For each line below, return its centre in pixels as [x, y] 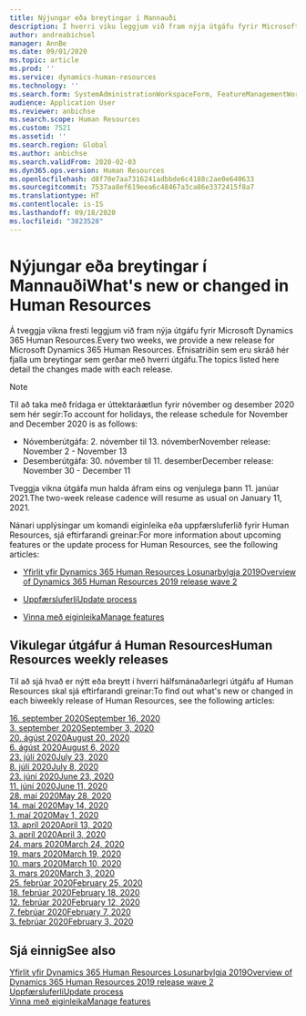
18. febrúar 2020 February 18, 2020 [75, 893]
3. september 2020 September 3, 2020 [82, 728]
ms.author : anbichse [49, 153]
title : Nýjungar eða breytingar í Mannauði [93, 18]
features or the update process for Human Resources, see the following [143, 544]
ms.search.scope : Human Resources [75, 119]
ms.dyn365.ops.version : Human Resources [87, 170]
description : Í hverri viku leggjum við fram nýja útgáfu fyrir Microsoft [154, 26]
